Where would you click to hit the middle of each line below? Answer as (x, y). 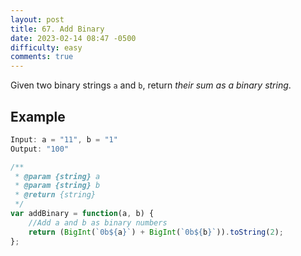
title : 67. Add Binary (57, 29)
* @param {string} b (57, 186)
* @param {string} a (57, 176)
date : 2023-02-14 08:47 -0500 (73, 38)
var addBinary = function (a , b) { (82, 214)
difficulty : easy (46, 47)
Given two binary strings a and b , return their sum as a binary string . (151, 85)
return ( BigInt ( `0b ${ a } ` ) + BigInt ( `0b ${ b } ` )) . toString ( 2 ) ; (156, 232)
